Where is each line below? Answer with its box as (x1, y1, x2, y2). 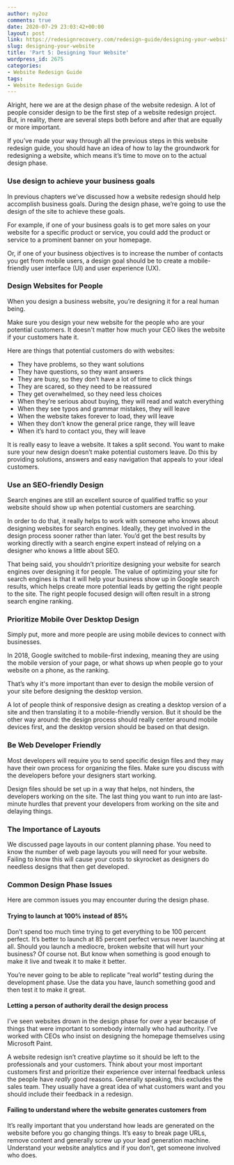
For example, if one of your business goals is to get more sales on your (7, 221, 211, 229)
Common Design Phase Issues (7, 879, 113, 889)
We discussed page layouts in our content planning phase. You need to (7, 840, 211, 849)
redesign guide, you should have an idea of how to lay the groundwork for (7, 144, 219, 152)
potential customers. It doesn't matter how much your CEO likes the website (7, 325, 226, 334)
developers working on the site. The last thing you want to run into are (7, 792, 209, 800)
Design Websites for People (7, 281, 103, 291)
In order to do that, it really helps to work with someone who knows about (7, 517, 219, 525)
